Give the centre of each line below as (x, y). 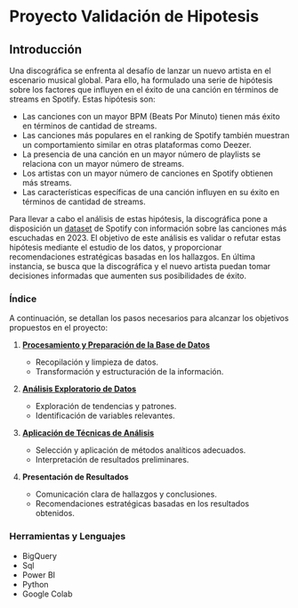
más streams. (47, 183)
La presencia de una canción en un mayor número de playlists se (141, 154)
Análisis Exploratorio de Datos (79, 389)
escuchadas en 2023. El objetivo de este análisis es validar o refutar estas (145, 238)
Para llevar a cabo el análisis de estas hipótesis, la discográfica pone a (139, 219)
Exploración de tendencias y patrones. (106, 407)
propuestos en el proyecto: (59, 328)
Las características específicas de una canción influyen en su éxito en (151, 192)
